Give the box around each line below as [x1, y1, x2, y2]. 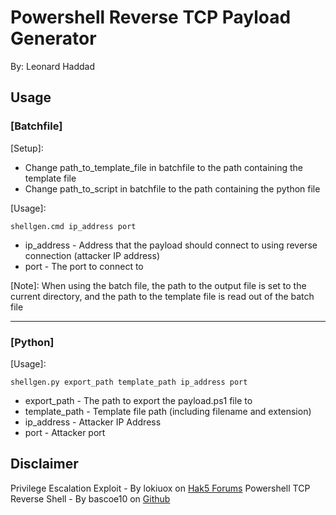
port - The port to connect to [24, 260, 144, 272]
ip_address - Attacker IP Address [24, 416, 162, 428]
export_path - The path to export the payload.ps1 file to [24, 394, 253, 406]
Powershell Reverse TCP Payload [10, 6, 292, 29]
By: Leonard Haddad [10, 60, 95, 72]
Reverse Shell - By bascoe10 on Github [10, 492, 171, 505]
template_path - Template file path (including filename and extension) [24, 405, 312, 417]
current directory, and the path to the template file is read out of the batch [10, 290, 315, 302]
